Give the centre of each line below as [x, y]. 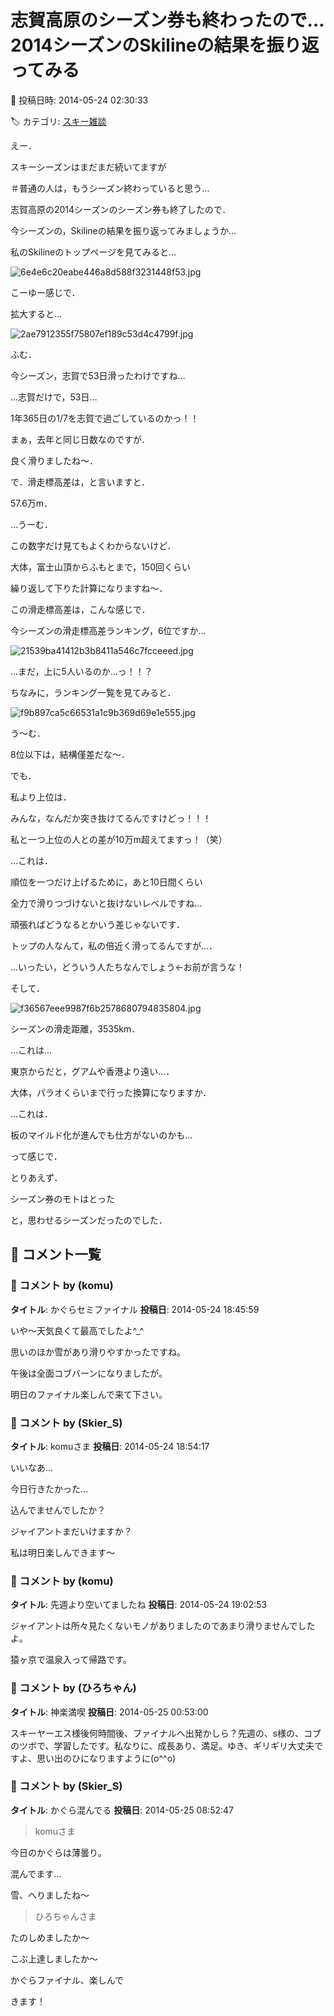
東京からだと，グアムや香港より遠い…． [92, 1071]
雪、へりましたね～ [50, 1895]
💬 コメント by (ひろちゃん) [73, 1688]
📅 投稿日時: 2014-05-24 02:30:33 [79, 100]
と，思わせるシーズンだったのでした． [89, 1220]
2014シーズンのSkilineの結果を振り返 [165, 45]
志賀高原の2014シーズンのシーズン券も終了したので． [121, 209]
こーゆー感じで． [45, 292]
